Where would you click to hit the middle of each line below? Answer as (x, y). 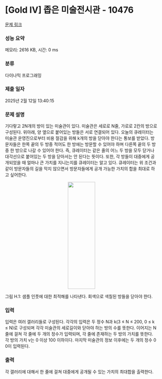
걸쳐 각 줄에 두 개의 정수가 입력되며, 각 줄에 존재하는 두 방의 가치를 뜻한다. (84, 334)
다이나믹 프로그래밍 (23, 75)
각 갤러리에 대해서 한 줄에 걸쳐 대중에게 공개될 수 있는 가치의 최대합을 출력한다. (79, 372)
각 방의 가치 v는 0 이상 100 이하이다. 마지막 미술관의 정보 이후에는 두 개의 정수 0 (81, 340)
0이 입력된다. (17, 346)
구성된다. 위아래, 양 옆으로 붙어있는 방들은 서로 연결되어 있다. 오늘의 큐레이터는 (79, 132)
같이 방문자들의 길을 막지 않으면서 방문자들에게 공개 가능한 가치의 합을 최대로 (78, 169)
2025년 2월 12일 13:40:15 (30, 100)
